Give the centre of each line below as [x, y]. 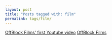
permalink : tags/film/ [28, 19]
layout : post [19, 10]
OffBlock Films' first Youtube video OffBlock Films [56, 33]
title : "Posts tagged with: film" [41, 14]
